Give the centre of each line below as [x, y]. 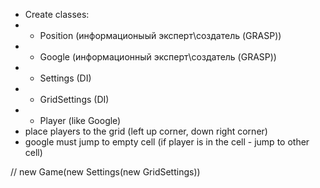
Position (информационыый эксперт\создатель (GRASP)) [160, 35]
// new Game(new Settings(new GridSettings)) [105, 172]
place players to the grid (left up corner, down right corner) [146, 131]
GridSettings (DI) [74, 99]
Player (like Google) [80, 120]
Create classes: [57, 14]
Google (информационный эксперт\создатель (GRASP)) [158, 57]
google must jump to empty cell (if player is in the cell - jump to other [167, 142]
